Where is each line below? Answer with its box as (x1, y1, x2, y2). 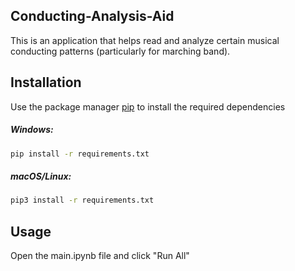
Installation (10, 74, 82, 91)
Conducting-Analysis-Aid (10, 8, 175, 25)
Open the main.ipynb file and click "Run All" (10, 250, 190, 262)
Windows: (10, 124, 54, 136)
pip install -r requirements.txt (10, 149, 150, 159)
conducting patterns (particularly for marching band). (10, 45, 231, 57)
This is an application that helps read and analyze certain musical (10, 34, 280, 46)
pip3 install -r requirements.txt (10, 195, 155, 206)
